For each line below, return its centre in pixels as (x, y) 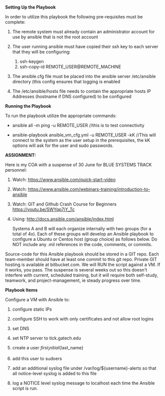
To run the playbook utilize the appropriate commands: (61, 116)
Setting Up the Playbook (30, 7)
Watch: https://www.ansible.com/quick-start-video (64, 180)
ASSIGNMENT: (21, 155)
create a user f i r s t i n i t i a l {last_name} (48, 348)
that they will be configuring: (41, 52)
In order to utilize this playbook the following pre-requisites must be (74, 17)
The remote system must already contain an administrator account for (83, 32)
